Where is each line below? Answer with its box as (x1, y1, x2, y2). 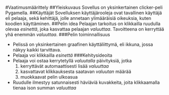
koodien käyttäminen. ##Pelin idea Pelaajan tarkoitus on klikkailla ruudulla (5, 20, 161, 27)
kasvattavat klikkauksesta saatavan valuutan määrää (20, 68, 131, 75)
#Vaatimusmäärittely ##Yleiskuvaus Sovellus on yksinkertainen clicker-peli (5, 5, 163, 10)
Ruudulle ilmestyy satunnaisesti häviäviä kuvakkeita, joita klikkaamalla (12, 79, 160, 85)
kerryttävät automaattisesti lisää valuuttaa (20, 63, 109, 69)
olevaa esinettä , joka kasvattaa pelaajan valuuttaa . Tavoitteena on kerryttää (5, 26, 164, 32)
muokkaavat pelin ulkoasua (20, 74, 78, 80)
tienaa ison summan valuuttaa (12, 85, 77, 91)
